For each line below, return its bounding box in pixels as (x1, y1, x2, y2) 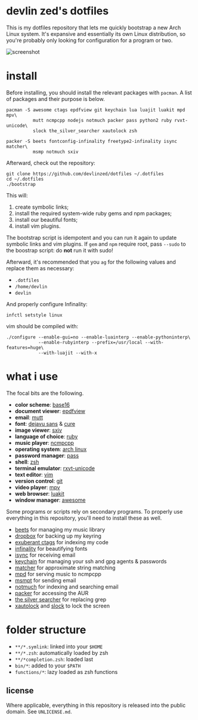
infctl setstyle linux (6, 312, 63, 318)
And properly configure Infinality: (6, 300, 88, 307)
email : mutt (14, 414, 44, 421)
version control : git (14, 477, 63, 484)
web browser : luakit (14, 490, 64, 497)
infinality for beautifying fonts (14, 545, 88, 552)
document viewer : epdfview (14, 407, 85, 414)
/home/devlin (14, 283, 48, 289)
